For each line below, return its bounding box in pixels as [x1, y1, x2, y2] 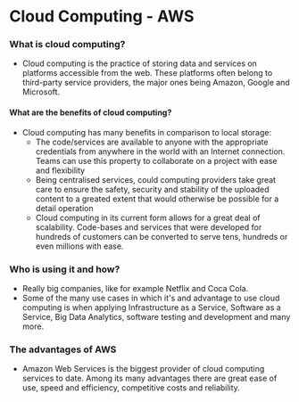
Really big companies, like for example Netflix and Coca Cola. [21, 283, 249, 293]
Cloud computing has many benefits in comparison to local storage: [21, 127, 272, 137]
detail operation [35, 202, 94, 213]
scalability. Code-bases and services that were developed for [35, 221, 262, 233]
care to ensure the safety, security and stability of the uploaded [35, 184, 270, 194]
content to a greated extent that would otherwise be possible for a [35, 193, 279, 204]
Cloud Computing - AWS [9, 6, 195, 27]
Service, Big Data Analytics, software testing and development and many [21, 311, 291, 322]
